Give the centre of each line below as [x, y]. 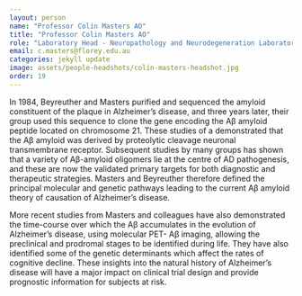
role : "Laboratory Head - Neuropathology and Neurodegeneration [132, 43]
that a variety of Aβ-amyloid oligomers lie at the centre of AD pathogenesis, [149, 159]
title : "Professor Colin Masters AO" [80, 34]
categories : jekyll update [60, 59]
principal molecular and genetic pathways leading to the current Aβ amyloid [150, 188]
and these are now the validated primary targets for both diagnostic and [142, 168]
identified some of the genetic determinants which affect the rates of [137, 253]
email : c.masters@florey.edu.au [70, 51]
